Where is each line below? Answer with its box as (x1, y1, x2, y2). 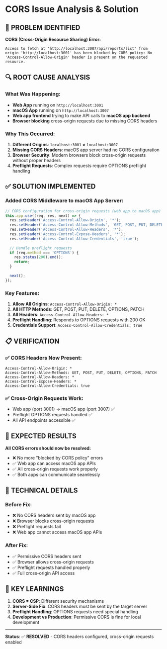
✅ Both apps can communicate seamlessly (12, 471, 100, 477)
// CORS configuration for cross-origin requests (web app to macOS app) (5, 208, 162, 213)
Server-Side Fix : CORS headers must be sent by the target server (12, 603, 148, 609)
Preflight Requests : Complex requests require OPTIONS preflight (12, 163, 147, 169)
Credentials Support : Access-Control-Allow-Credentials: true (12, 322, 143, 328)
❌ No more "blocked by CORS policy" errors (12, 455, 103, 461)
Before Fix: (5, 501, 32, 508)
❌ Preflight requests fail (12, 524, 61, 530)
